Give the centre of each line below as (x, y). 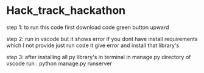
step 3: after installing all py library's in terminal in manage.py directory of (99, 57)
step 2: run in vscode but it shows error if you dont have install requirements (102, 39)
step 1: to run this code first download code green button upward (88, 27)
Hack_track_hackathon (66, 11)
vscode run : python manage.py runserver (59, 63)
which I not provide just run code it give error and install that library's (93, 45)
